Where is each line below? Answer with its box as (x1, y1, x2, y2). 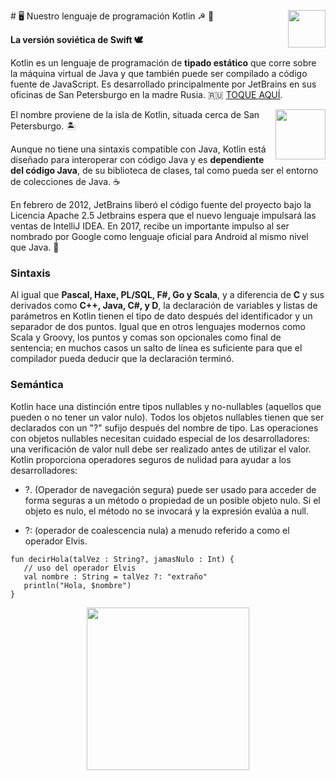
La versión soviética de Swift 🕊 (10, 34, 144, 45)
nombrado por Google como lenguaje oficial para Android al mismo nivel (10, 231, 309, 242)
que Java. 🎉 (10, 241, 60, 253)
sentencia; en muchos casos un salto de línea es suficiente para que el (10, 342, 303, 354)
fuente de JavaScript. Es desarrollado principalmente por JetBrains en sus (10, 78, 317, 90)
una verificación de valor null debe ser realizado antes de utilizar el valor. (10, 443, 312, 455)
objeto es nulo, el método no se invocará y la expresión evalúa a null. (24, 505, 309, 517)
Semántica (10, 378, 64, 392)
